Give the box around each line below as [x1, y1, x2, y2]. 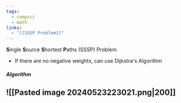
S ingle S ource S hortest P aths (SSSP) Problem [6, 46, 117, 53]
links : [6, 24, 22, 31]
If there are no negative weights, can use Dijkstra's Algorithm [14, 58, 162, 65]
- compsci [11, 14, 35, 20]
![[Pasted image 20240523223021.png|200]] [6, 88, 176, 98]
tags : [6, 8, 19, 15]
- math [11, 19, 28, 25]
